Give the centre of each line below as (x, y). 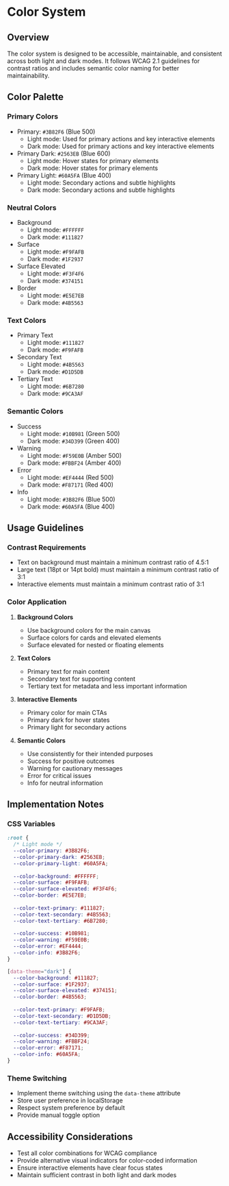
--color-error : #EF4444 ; (49, 947)
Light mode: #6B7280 (55, 386)
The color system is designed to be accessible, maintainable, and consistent (114, 53)
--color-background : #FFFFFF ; (56, 876)
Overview (28, 37)
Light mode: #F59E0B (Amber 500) (74, 455)
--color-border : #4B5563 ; (50, 997)
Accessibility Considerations (70, 1136)
